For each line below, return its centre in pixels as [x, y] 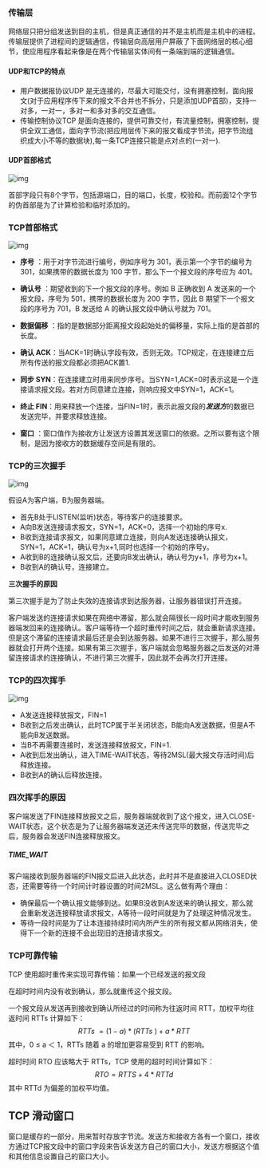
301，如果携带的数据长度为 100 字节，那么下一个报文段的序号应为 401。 [138, 272]
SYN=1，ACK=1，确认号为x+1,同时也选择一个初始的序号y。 [116, 547]
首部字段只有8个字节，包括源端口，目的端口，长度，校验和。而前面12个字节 [133, 195]
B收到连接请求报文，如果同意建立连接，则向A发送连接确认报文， [126, 537]
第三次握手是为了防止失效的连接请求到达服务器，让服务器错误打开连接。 [127, 601]
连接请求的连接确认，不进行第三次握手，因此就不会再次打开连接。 [123, 658]
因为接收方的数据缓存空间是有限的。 [100, 443]
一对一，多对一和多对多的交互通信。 [100, 110]
